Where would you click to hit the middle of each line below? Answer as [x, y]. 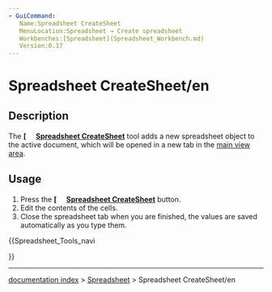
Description [38, 115]
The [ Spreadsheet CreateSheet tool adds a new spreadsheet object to [132, 136]
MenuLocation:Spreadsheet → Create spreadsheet [101, 31]
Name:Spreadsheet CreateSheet [70, 23]
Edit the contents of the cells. [69, 208]
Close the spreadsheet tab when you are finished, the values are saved [138, 216]
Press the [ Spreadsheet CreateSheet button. [100, 199]
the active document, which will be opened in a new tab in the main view [130, 145]
